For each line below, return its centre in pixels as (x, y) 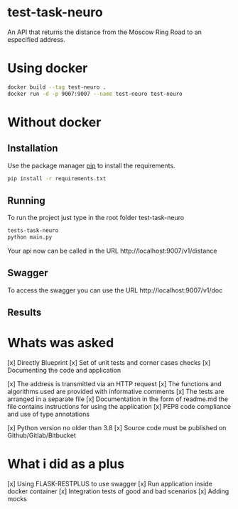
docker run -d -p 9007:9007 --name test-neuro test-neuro (95, 94)
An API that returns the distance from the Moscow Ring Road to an (105, 32)
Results (25, 313)
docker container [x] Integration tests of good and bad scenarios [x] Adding (118, 491)
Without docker (54, 122)
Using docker (48, 69)
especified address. (36, 39)
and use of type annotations (49, 414)
